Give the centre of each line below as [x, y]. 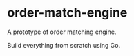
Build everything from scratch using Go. [64, 45]
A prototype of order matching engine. [62, 32]
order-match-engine [67, 13]
